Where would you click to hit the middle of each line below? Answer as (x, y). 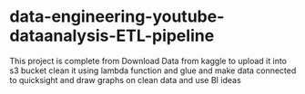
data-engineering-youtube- (117, 17)
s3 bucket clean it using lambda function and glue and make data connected (153, 70)
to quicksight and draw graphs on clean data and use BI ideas (125, 80)
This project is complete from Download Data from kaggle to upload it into (148, 61)
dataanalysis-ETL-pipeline (112, 36)
